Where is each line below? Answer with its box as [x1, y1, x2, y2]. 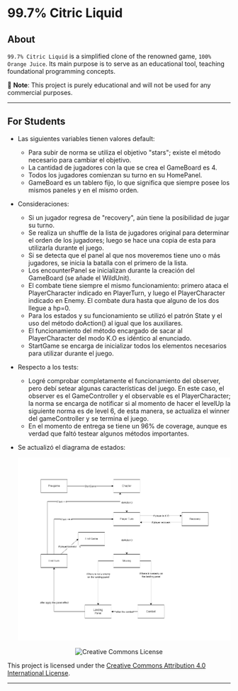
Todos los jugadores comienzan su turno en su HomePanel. [28, 170, 203, 179]
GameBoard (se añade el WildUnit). [28, 273, 132, 282]
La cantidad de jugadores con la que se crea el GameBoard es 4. [28, 163, 217, 172]
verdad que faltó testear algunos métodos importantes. [28, 429, 189, 438]
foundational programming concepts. [7, 67, 115, 75]
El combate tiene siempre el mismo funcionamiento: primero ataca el [28, 281, 229, 289]
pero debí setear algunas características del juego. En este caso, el [28, 384, 225, 392]
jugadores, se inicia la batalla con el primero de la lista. [28, 258, 188, 267]
